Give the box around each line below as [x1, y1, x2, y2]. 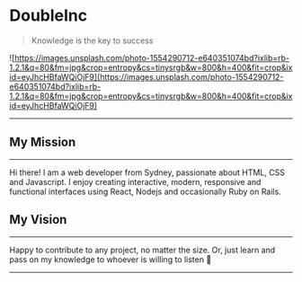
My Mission [9, 135, 76, 150]
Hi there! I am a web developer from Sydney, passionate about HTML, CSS [9, 167, 286, 178]
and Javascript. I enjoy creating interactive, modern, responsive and [9, 176, 262, 187]
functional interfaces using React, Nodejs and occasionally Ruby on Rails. [9, 186, 281, 197]
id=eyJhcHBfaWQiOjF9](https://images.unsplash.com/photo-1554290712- [9, 71, 284, 82]
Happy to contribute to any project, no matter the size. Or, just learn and [9, 244, 276, 255]
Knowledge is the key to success [31, 35, 155, 46]
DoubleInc [9, 5, 88, 26]
